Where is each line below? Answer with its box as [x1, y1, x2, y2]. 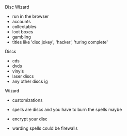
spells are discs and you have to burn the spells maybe [12, 106, 122, 112]
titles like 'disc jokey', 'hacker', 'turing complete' [12, 39, 108, 45]
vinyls [12, 68, 24, 74]
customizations [12, 97, 43, 103]
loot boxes [12, 29, 33, 34]
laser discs [12, 74, 34, 79]
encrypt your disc [12, 116, 48, 121]
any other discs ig [12, 78, 48, 84]
